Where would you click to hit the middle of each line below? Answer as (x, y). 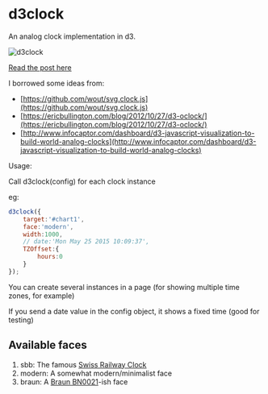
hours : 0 (50, 257)
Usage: (20, 165)
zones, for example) (42, 296)
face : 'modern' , (48, 226)
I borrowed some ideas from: (57, 83)
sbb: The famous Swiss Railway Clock (83, 364)
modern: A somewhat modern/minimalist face (96, 373)
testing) (21, 320)
